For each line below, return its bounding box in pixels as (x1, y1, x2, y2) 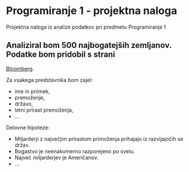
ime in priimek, (14, 88, 51, 95)
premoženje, (14, 94, 45, 101)
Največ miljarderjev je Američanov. (14, 154, 98, 161)
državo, (14, 100, 33, 107)
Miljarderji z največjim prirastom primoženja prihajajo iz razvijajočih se (14, 135, 184, 142)
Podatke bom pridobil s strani (6, 50, 115, 60)
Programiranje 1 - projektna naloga (6, 4, 177, 18)
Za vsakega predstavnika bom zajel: (6, 76, 93, 83)
